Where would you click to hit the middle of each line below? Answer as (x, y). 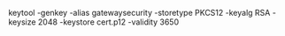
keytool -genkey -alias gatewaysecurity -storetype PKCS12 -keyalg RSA (139, 13)
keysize (22, 22)
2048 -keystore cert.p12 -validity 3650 (108, 22)
